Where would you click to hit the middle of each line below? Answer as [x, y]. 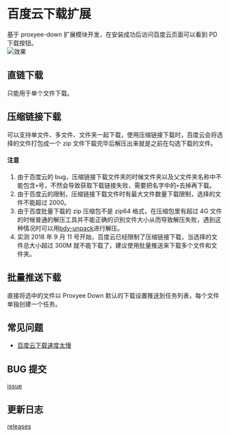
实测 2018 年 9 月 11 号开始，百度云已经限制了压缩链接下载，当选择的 [114, 237]
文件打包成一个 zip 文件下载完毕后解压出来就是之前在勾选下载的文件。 [118, 143]
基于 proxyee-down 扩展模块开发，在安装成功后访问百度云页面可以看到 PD [112, 34]
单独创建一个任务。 [34, 304]
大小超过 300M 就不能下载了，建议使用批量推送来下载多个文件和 [120, 245]
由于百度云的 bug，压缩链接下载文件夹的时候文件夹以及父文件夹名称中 [116, 176]
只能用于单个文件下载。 [40, 93]
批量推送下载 [34, 277]
